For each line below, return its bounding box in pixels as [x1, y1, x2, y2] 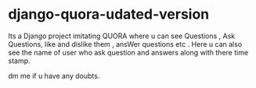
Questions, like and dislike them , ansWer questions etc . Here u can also [8, 39, 243, 48]
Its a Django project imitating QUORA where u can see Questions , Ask [8, 31, 236, 40]
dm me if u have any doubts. [8, 71, 100, 80]
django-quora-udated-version [8, 5, 210, 23]
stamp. [8, 56, 31, 65]
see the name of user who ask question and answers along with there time [8, 48, 249, 57]
